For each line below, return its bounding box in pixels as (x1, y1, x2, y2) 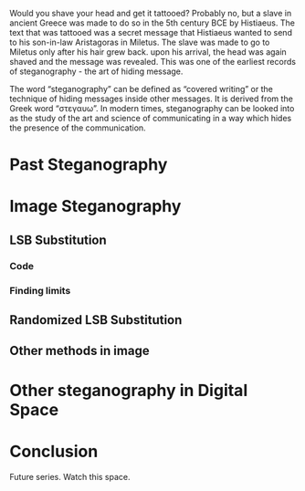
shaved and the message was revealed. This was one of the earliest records (9, 57, 297, 67)
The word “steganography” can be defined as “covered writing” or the (9, 84, 274, 94)
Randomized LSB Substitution (9, 312, 183, 328)
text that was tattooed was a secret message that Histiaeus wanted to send (9, 27, 292, 37)
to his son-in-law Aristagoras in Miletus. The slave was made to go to (9, 37, 270, 47)
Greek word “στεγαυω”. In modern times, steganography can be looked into (9, 103, 295, 113)
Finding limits (9, 284, 71, 297)
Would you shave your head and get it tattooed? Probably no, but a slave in (9, 8, 292, 18)
